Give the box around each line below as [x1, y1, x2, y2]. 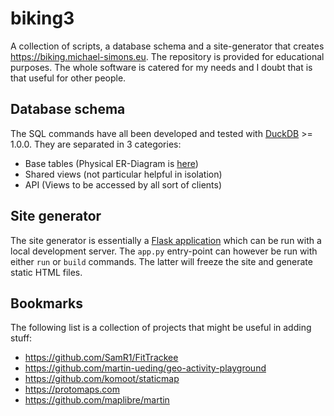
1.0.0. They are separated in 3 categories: [10, 138, 182, 150]
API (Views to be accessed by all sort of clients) [24, 178, 223, 191]
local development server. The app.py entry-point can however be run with [10, 245, 318, 257]
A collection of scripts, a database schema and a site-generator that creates [10, 40, 325, 52]
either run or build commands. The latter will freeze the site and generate [10, 255, 313, 267]
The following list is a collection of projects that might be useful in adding [10, 322, 312, 334]
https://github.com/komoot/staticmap [24, 373, 180, 385]
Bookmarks [10, 295, 84, 312]
